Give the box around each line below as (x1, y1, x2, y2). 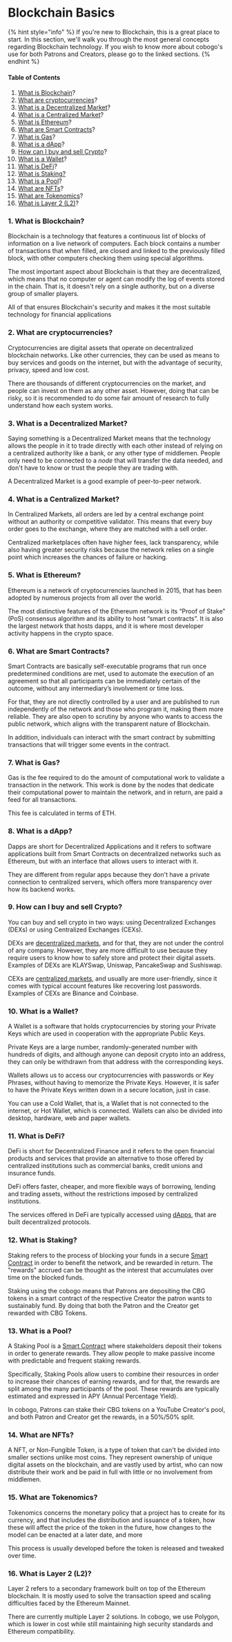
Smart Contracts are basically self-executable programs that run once (8, 662, 206, 670)
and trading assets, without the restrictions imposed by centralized (8, 1190, 198, 1198)
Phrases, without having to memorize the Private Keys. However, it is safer (8, 1078, 220, 1087)
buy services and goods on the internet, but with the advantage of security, (8, 358, 223, 367)
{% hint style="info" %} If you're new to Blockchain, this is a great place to (8, 28, 220, 36)
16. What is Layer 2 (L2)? (8, 1569, 92, 1578)
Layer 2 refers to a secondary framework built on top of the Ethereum (8, 1584, 206, 1592)
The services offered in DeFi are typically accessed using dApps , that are (8, 1211, 217, 1219)
